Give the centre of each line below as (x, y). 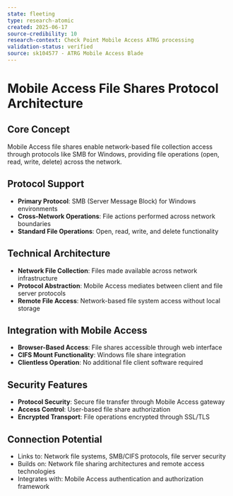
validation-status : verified (50, 47)
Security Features (48, 384)
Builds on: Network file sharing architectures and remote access (111, 463)
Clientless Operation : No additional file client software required (110, 363)
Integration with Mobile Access (77, 330)
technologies (36, 471)
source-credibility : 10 (42, 34)
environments (37, 208)
